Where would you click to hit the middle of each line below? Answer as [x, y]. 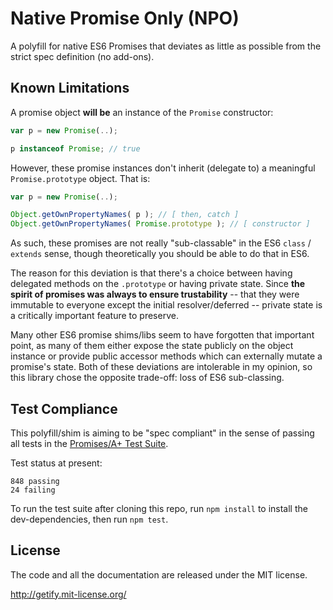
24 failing [33, 490]
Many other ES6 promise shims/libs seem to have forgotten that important [162, 335]
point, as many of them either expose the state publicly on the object [152, 346]
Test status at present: [56, 463]
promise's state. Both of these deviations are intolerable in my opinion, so [161, 367]
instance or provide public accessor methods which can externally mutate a [166, 356]
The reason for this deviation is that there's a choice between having [151, 273]
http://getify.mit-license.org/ [68, 594]
